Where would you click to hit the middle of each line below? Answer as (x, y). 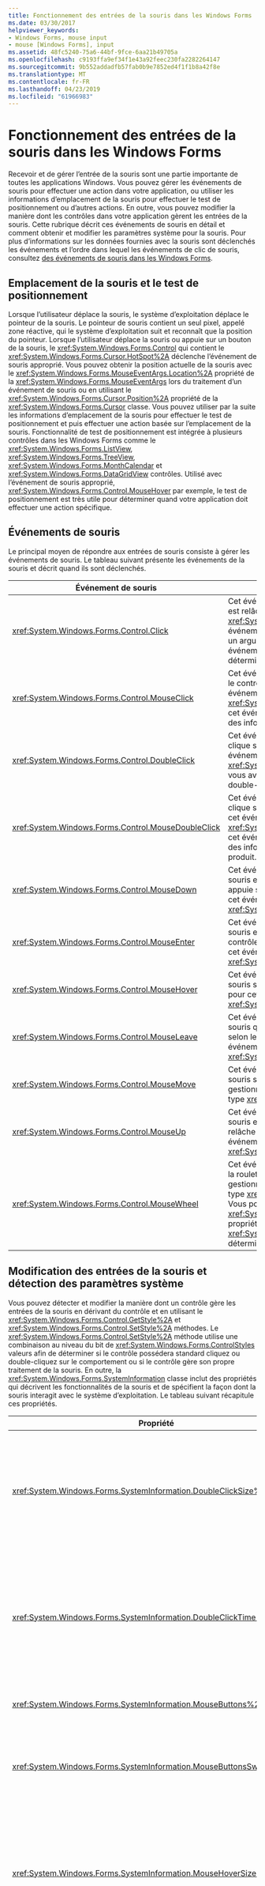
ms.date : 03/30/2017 (42, 23)
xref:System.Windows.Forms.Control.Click (90, 631)
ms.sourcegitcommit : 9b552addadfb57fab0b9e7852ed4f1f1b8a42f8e (114, 67)
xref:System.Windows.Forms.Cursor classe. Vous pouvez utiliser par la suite (132, 407)
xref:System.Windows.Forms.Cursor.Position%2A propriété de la (113, 398)
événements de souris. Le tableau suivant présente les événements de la (127, 560)
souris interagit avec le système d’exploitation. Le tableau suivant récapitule (131, 1395)
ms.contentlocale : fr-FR (49, 81)
